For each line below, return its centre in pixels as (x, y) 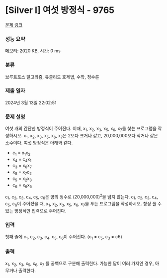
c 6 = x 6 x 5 (22, 185)
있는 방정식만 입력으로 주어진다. (36, 211)
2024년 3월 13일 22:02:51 (31, 102)
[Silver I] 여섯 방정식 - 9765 (60, 10)
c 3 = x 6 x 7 (22, 166)
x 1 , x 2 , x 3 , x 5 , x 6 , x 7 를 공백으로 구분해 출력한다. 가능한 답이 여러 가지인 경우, (80, 264)
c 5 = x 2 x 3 (22, 179)
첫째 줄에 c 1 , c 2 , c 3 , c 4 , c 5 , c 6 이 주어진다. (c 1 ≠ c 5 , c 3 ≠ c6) (64, 237)
